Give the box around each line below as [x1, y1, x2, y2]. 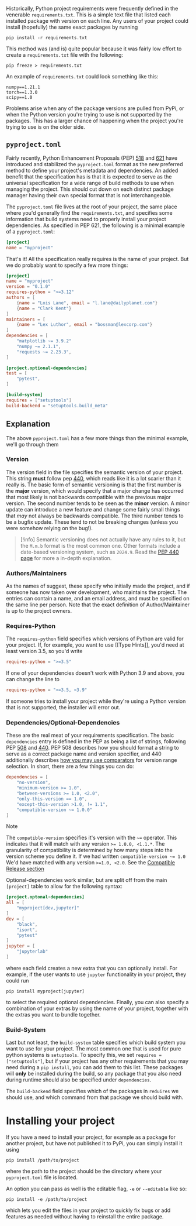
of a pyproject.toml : [6, 228, 55, 235]
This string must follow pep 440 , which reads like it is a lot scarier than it [6, 475, 181, 482]
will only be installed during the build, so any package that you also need [6, 1070, 182, 1077]
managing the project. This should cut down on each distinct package [6, 186, 174, 193]
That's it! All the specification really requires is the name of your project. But [6, 255, 189, 262]
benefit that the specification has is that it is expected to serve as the [6, 173, 172, 180]
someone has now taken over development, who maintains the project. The [6, 589, 187, 596]
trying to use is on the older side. [6, 123, 86, 131]
